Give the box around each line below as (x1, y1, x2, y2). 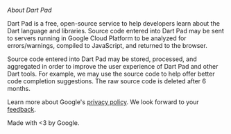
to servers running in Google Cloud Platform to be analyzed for (7, 34, 187, 42)
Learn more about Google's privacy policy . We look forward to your (7, 98, 199, 106)
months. (7, 85, 31, 92)
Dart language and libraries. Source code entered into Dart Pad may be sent (7, 27, 224, 35)
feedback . (7, 106, 36, 113)
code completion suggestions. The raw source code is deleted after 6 (7, 77, 207, 85)
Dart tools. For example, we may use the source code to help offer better (7, 69, 215, 78)
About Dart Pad (7, 6, 52, 14)
